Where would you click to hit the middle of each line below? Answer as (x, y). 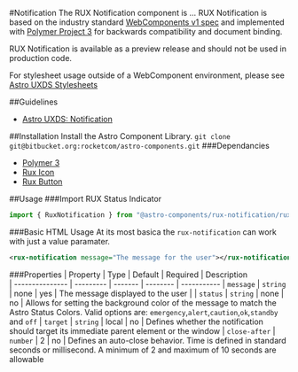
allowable (27, 359)
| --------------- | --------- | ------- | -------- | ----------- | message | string (148, 283)
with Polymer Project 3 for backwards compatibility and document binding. (146, 31)
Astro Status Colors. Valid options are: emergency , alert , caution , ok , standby (144, 312)
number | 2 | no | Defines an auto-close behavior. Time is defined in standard (148, 340)
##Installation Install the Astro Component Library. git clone (120, 136)
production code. (41, 58)
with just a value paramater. (60, 241)
